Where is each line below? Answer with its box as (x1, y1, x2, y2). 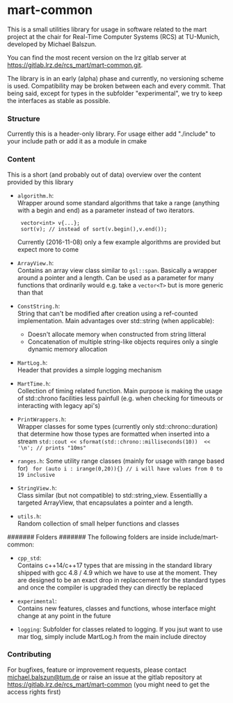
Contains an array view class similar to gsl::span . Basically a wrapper (17, 266, 218, 274)
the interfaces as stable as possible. (7, 96, 111, 104)
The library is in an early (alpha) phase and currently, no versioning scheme (7, 74, 224, 82)
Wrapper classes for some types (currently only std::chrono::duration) (17, 422, 218, 430)
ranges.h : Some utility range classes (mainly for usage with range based (17, 457, 225, 465)
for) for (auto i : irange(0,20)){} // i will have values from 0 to (17, 464, 223, 472)
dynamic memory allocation (27, 345, 108, 353)
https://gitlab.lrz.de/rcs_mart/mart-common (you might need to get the (7, 680, 210, 688)
